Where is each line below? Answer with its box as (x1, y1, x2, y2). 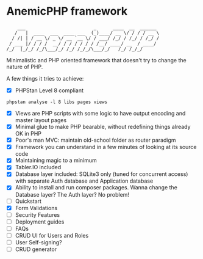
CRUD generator (15, 246, 57, 253)
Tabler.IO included (15, 164, 62, 171)
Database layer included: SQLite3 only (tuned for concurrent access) (15, 170, 188, 178)
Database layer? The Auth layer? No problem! (15, 191, 130, 198)
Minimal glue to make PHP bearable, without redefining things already (15, 123, 191, 131)
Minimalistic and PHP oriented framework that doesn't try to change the (6, 56, 187, 64)
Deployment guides (15, 218, 65, 225)
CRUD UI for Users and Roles (15, 232, 89, 239)
